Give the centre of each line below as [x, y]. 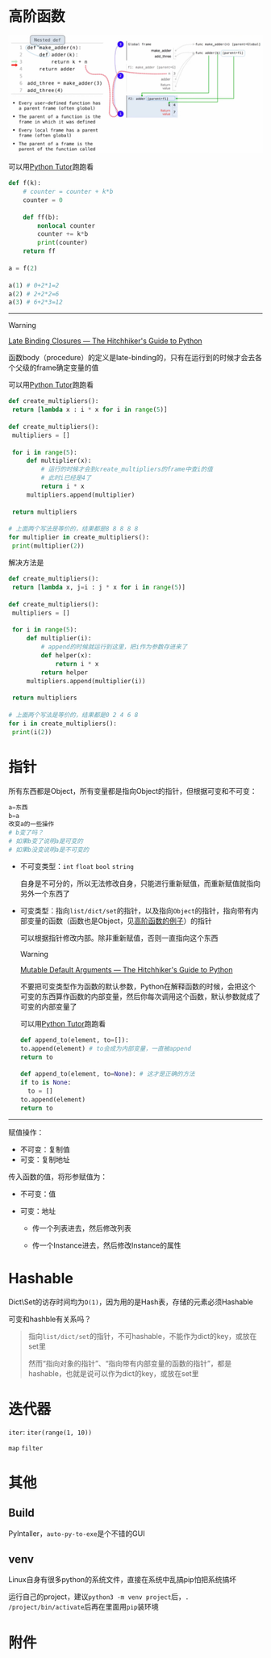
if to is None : [46, 1083]
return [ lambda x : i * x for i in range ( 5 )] [90, 410]
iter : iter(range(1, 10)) [50, 1432]
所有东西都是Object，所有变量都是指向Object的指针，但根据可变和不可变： [133, 791]
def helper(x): [66, 655]
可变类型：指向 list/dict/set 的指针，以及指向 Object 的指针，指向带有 [135, 910]
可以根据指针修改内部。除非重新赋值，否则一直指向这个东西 [119, 938]
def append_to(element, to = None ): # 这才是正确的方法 [107, 1074]
